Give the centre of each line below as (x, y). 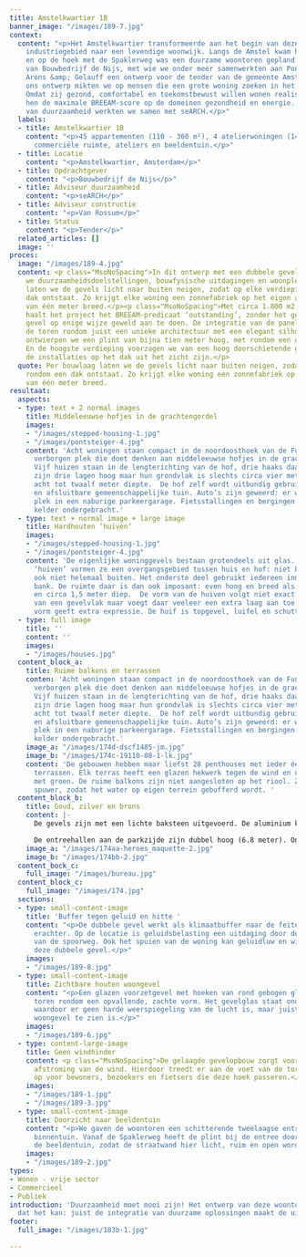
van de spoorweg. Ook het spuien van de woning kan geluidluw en (160, 942)
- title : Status (48, 221)
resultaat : (30, 391)
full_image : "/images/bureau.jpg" (91, 874)
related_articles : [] (59, 238)
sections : (36, 899)
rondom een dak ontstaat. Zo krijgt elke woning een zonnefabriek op (161, 374)
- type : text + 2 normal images (79, 408)
